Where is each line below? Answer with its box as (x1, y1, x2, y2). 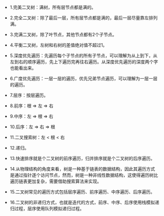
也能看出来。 (9, 65, 36, 71)
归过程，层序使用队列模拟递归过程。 (9, 206, 84, 212)
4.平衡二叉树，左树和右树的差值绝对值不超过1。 (9, 42, 108, 48)
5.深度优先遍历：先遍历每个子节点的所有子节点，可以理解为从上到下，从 (9, 53, 158, 58)
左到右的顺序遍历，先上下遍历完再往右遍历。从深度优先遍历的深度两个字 (9, 59, 158, 64)
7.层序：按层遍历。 (9, 92, 49, 98)
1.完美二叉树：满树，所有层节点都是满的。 (9, 4, 96, 10)
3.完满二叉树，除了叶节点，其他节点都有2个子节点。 (9, 32, 117, 37)
